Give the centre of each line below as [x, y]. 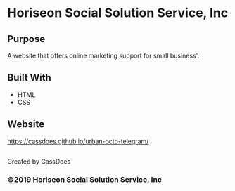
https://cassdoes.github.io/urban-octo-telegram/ [78, 141]
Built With [29, 78]
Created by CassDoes [39, 162]
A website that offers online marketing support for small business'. [103, 55]
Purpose [26, 39]
